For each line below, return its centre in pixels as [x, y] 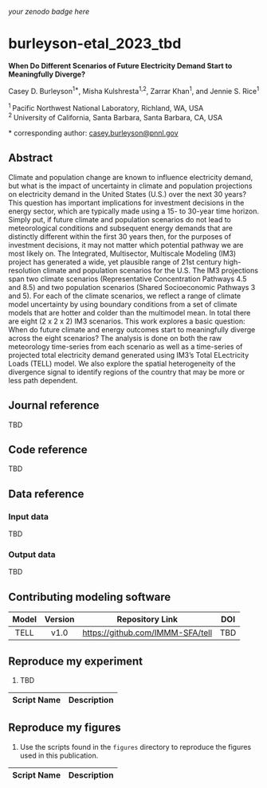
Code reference [48, 449]
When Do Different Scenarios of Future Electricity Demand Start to [120, 65]
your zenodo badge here [49, 12]
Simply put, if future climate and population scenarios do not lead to [120, 219]
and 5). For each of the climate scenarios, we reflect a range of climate [125, 296]
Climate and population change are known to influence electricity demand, [131, 177]
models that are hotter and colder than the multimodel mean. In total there [130, 312]
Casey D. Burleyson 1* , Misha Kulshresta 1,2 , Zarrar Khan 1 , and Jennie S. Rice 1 [134, 90]
